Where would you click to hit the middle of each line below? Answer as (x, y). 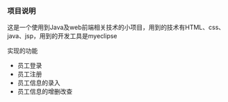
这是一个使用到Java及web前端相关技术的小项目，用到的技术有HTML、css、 (116, 27)
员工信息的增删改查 (45, 92)
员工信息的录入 (39, 83)
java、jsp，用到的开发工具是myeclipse (62, 36)
